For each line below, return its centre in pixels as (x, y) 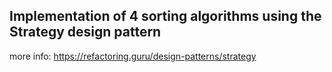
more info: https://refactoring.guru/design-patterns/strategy (133, 56)
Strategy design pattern (85, 32)
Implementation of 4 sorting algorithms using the (165, 16)
